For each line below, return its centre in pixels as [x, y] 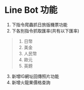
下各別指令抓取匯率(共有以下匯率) [45, 30]
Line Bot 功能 [31, 10]
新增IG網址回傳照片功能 [35, 76]
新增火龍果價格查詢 [31, 82]
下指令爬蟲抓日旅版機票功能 [40, 25]
